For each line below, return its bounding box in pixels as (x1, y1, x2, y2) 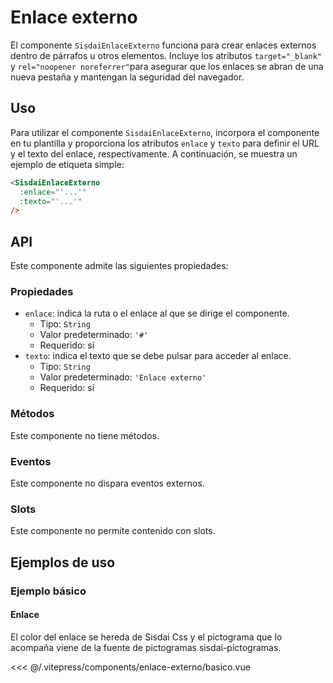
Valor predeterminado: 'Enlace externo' (39, 371, 207, 383)
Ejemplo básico (10, 584, 87, 598)
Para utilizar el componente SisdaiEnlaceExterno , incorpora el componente (10, 126, 320, 138)
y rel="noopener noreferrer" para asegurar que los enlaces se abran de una (10, 60, 324, 72)
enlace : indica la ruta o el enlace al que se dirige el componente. (24, 307, 290, 320)
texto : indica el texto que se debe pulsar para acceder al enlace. (24, 350, 292, 362)
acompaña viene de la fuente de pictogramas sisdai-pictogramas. (10, 641, 282, 653)
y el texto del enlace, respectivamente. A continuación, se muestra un (10, 147, 298, 160)
